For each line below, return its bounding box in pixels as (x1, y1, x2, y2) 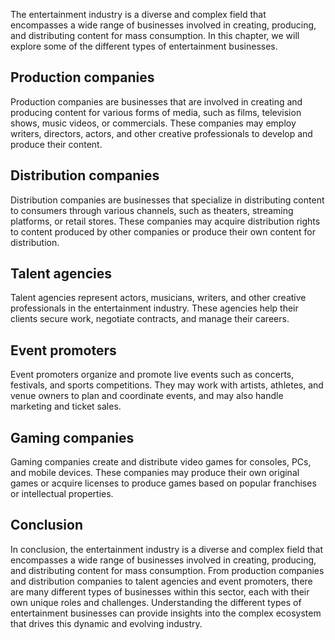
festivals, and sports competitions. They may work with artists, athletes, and (10, 379, 324, 391)
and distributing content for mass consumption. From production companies (10, 564, 325, 576)
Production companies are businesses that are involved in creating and (10, 95, 303, 108)
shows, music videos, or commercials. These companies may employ (10, 117, 297, 129)
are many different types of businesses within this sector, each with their (10, 585, 310, 598)
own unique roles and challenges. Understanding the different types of (10, 596, 302, 608)
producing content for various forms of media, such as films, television (10, 106, 302, 118)
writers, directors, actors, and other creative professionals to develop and (10, 127, 313, 139)
